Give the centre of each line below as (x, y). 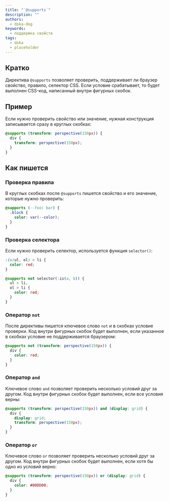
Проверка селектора (32, 239)
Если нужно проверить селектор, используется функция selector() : (79, 250)
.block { (19, 213)
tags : (11, 38)
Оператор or (21, 445)
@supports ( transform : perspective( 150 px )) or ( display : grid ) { (75, 476)
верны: (13, 399)
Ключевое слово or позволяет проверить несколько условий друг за (80, 456)
